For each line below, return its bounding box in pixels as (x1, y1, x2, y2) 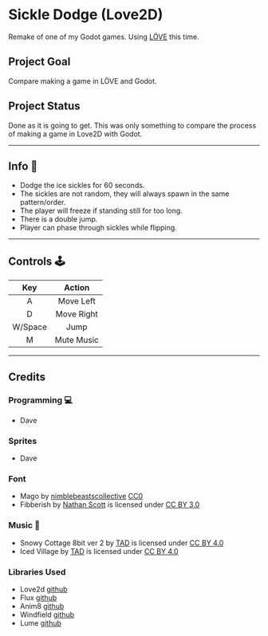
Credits (8, 370, 46, 383)
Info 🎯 (8, 159, 38, 173)
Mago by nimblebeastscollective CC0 (19, 492, 144, 501)
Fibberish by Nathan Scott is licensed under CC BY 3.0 (19, 500, 200, 509)
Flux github (19, 593, 57, 603)
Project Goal (8, 55, 71, 69)
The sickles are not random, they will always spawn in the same (19, 189, 230, 198)
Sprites (8, 435, 37, 446)
